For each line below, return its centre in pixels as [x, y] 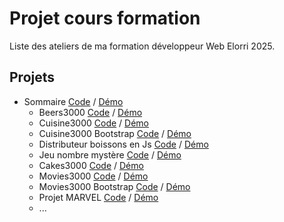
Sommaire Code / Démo [73, 101]
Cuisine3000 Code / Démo [94, 123]
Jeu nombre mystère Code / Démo [110, 154]
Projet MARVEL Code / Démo [98, 197]
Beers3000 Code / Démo [90, 112]
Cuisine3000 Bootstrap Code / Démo [115, 133]
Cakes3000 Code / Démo [91, 165]
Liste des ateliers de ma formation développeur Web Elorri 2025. [142, 46]
